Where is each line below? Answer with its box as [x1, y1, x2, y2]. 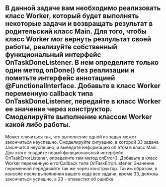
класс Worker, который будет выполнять [5, 12, 139, 20]
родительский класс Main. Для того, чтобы [5, 27, 147, 36]
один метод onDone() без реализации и [5, 66, 135, 75]
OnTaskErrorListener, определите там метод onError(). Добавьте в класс [5, 155, 158, 161]
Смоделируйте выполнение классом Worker [5, 113, 153, 121]
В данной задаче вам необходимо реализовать [5, 4, 161, 12]
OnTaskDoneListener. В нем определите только [5, 58, 159, 67]
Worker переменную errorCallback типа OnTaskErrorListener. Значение [5, 160, 155, 166]
